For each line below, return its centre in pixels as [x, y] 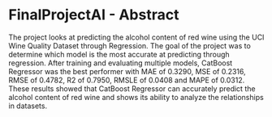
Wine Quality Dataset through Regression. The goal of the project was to [130, 45]
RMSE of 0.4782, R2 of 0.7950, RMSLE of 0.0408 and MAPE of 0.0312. [127, 80]
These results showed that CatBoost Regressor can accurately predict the [132, 88]
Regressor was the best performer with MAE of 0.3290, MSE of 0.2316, [127, 71]
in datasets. [28, 106]
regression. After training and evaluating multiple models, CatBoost [121, 63]
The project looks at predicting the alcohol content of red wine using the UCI [136, 37]
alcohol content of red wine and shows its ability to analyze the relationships [136, 97]
